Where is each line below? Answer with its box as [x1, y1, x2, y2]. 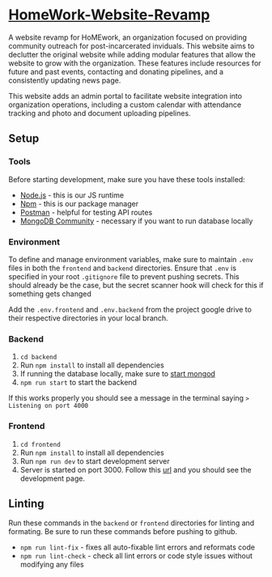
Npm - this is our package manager [19, 198, 139, 208]
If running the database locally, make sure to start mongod [19, 369, 216, 379]
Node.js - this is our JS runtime [19, 190, 124, 200]
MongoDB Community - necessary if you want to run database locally [19, 216, 253, 226]
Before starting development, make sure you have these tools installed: [8, 174, 245, 184]
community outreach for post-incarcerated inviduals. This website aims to [8, 40, 255, 50]
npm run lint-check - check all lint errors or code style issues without [19, 551, 253, 561]
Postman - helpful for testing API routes [19, 207, 153, 217]
